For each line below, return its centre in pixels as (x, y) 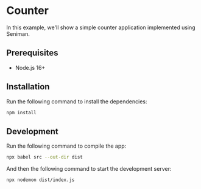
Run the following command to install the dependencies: (77, 101)
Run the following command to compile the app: (66, 146)
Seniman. (18, 33)
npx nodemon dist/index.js (41, 180)
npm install (21, 112)
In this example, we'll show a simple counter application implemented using (101, 27)
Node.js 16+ (30, 67)
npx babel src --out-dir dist (45, 157)
